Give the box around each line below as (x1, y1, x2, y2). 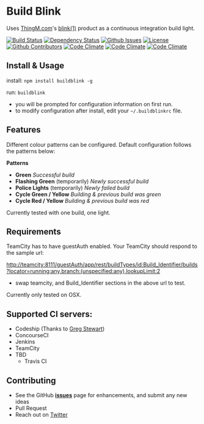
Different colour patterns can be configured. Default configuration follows (6, 141, 192, 148)
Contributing (6, 375, 56, 386)
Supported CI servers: (6, 309, 93, 319)
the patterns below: (6, 147, 56, 155)
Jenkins (15, 338, 35, 346)
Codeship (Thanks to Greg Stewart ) (15, 325, 105, 332)
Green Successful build (15, 171, 75, 178)
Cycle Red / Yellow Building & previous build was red (15, 197, 150, 204)
